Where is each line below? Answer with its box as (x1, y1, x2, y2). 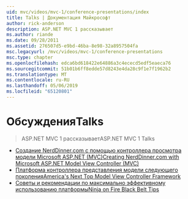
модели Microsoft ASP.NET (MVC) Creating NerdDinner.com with (15, 153, 179, 161)
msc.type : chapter (6, 54, 53, 60)
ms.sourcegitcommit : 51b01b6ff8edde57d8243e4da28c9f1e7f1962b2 (6, 65, 171, 72)
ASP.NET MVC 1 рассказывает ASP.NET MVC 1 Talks (21, 135, 155, 142)
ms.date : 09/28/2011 (6, 37, 59, 43)
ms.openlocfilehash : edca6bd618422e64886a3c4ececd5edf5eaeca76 (6, 60, 171, 66)
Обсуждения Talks (6, 115, 104, 129)
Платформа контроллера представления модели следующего (15, 166, 179, 173)
